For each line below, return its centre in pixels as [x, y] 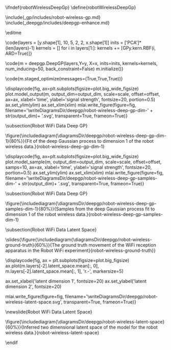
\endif [11, 343]
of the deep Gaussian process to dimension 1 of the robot [93, 141]
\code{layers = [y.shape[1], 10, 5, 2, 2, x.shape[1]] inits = [64, 42]
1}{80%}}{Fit [19, 141]
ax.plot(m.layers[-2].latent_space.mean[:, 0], [52, 266]
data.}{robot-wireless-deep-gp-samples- [119, 214]
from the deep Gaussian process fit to [115, 209]
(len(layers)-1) [20, 48]
